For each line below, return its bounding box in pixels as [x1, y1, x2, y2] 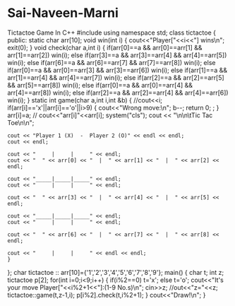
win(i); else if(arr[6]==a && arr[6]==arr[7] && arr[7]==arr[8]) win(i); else [7, 58, 216, 66]
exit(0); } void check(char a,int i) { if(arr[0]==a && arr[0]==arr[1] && [7, 43, 203, 52]
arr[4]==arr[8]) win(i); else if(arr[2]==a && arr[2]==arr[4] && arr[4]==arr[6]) [7, 88, 229, 97]
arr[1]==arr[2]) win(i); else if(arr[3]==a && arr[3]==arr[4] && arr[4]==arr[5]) [7, 51, 227, 59]
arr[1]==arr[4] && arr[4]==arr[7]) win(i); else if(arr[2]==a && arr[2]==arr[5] [7, 73, 224, 82]
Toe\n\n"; [7, 118, 35, 126]
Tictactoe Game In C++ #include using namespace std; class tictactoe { [7, 28, 217, 37]
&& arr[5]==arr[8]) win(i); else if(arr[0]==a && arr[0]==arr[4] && [7, 81, 193, 89]
